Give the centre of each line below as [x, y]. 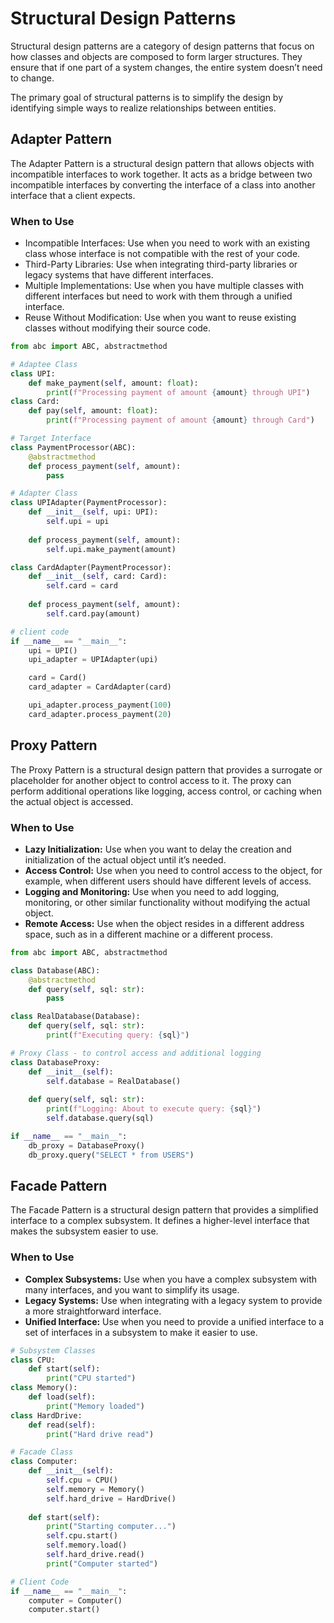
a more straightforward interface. [93, 1311]
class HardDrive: [46, 1415]
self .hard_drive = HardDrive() [111, 1498]
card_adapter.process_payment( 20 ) [100, 714]
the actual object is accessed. [72, 801]
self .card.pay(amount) [93, 613]
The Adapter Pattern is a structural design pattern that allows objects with [162, 163]
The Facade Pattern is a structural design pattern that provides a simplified [164, 1210]
